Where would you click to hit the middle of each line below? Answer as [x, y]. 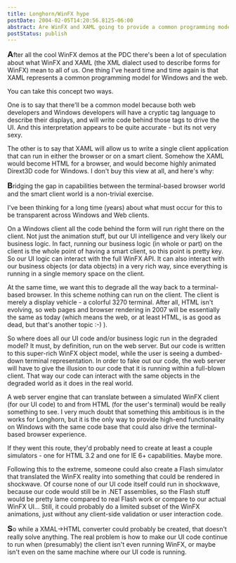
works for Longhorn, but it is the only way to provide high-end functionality [116, 419]
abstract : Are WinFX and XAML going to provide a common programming [111, 27]
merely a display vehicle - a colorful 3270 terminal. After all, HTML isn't [110, 302]
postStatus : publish [38, 33]
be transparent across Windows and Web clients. [78, 215]
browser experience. [57, 435]
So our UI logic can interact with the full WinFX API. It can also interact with [116, 259]
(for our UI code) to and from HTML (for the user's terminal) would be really [117, 404]
